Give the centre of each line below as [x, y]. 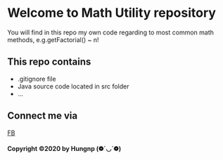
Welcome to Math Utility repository [112, 13]
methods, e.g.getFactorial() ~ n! [53, 39]
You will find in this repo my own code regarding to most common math [111, 32]
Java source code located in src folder [73, 86]
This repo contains [49, 62]
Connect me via [43, 116]
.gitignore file [37, 79]
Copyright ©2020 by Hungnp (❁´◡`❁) [64, 149]
